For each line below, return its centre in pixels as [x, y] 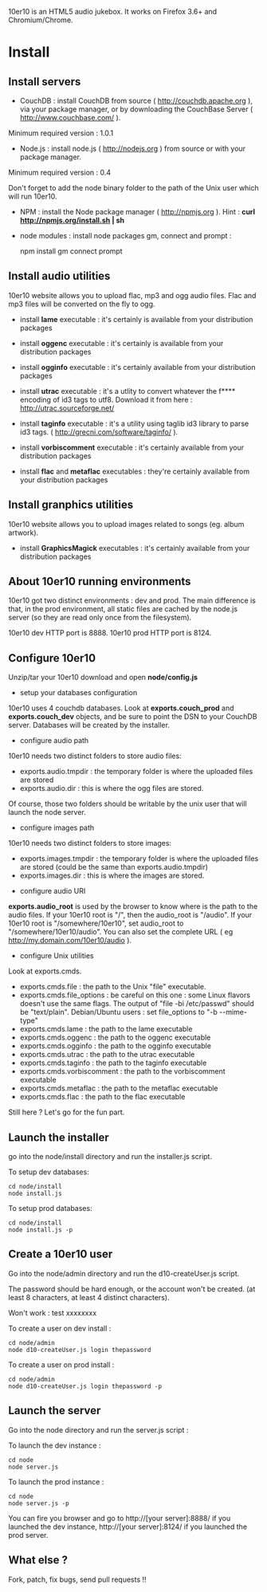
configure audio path [54, 741]
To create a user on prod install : [61, 1364]
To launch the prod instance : [56, 1481]
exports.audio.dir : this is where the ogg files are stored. [112, 788]
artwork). [24, 533]
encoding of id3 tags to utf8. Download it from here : [106, 399]
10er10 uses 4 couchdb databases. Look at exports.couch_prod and [121, 708]
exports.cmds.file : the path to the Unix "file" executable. [113, 987]
